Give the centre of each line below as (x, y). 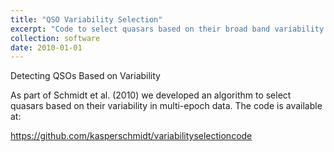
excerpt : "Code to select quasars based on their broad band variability (167, 29)
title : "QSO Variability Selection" (86, 19)
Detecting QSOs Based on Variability (85, 76)
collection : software (55, 38)
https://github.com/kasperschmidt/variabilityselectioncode (131, 136)
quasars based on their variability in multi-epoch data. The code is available (166, 106)
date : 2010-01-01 (46, 47)
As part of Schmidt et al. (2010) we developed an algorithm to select (151, 95)
